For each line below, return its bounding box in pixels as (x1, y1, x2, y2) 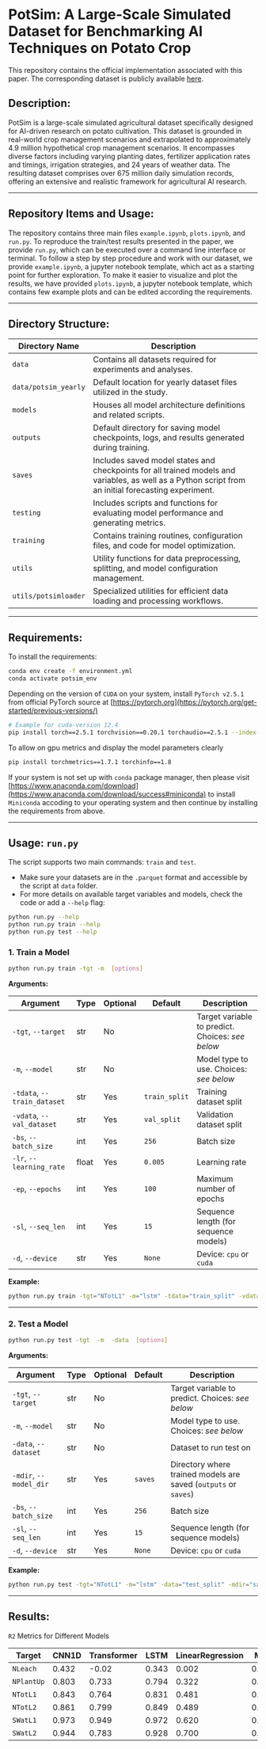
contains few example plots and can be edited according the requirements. (8, 287, 253, 296)
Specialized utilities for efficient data (93, 586, 229, 597)
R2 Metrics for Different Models (8, 1631, 109, 1641)
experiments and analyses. (93, 364, 193, 375)
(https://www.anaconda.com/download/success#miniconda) (8, 789, 207, 799)
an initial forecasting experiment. (93, 485, 215, 496)
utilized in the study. (93, 386, 168, 397)
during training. (93, 442, 150, 453)
